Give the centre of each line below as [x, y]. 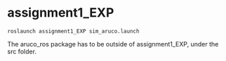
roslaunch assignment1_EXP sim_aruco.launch [73, 31]
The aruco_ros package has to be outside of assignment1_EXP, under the [113, 44]
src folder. [22, 51]
